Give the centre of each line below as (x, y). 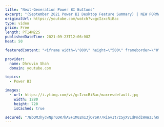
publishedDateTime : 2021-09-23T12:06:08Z (48, 37)
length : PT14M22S (23, 32)
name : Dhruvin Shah (29, 63)
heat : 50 (14, 42)
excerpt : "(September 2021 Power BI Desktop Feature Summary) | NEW (76, 14)
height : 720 (26, 104)
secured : (14, 117)
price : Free (17, 28)
